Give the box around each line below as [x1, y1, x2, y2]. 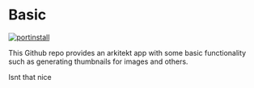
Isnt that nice [8, 72, 52, 82]
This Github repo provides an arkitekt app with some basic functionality [8, 48, 247, 57]
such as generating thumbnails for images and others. [8, 57, 188, 66]
